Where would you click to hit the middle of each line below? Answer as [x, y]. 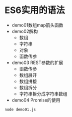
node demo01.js [20, 109]
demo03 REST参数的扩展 [37, 62]
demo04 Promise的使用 [36, 100]
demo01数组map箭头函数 [37, 25]
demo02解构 [25, 31]
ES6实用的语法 [35, 10]
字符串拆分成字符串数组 [43, 93]
